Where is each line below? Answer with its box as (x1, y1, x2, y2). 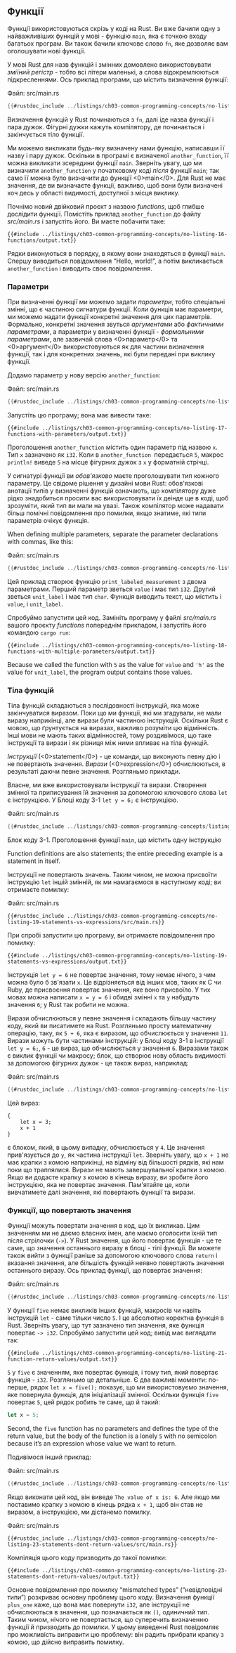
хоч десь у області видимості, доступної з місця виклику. (7, 188, 181, 197)
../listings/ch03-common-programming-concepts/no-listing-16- (41, 231, 228, 238)
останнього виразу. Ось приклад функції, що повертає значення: (7, 1266, 202, 1275)
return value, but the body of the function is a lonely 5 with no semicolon (7, 1432, 217, 1440)
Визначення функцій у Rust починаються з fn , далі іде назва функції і (7, 115, 214, 124)
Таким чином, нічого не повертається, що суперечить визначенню (7, 1615, 209, 1623)
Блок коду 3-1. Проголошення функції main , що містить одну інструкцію (7, 836, 222, 844)
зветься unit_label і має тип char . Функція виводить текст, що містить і (7, 592, 222, 600)
